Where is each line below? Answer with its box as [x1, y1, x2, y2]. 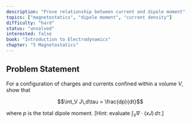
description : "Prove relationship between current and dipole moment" [6, 8, 186, 15]
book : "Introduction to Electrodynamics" [6, 36, 111, 42]
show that [6, 86, 31, 93]
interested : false [6, 31, 52, 37]
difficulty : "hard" [6, 20, 55, 26]
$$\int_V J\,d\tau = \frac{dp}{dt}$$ [57, 98, 143, 105]
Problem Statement [6, 64, 80, 75]
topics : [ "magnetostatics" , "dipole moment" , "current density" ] [6, 14, 172, 20]
